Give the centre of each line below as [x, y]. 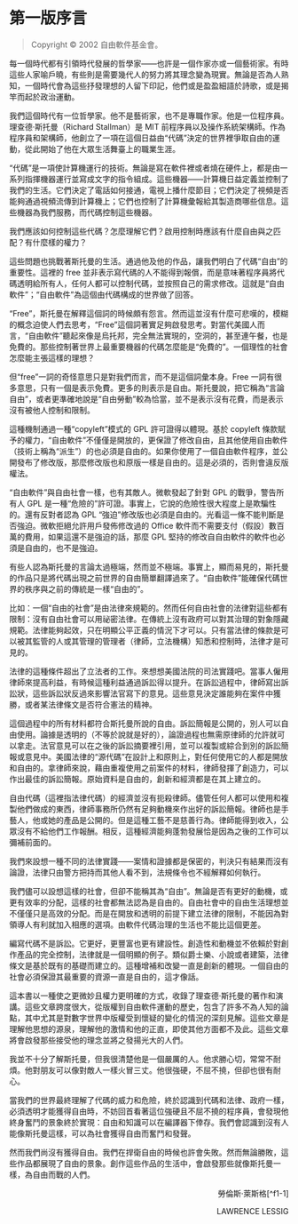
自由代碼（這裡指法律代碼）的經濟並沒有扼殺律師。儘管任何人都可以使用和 [145, 797]
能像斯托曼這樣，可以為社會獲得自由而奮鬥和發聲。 [102, 1133]
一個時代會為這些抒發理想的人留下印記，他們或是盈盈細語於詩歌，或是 [153, 85]
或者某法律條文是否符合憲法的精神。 [90, 704]
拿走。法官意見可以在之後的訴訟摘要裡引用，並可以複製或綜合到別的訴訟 [149, 745]
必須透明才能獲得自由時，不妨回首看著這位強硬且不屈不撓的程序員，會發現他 [149, 1111]
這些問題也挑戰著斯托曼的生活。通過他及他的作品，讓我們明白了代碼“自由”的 [149, 261]
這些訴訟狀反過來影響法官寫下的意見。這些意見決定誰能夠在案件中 [153, 693]
